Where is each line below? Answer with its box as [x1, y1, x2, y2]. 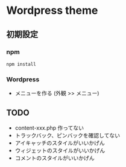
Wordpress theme [6, 4, 98, 17]
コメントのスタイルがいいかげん [14, 154, 95, 162]
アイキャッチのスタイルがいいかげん [14, 139, 106, 147]
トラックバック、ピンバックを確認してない [14, 131, 121, 139]
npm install [6, 61, 36, 67]
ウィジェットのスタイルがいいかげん [14, 147, 106, 154]
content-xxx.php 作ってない [14, 124, 84, 131]
